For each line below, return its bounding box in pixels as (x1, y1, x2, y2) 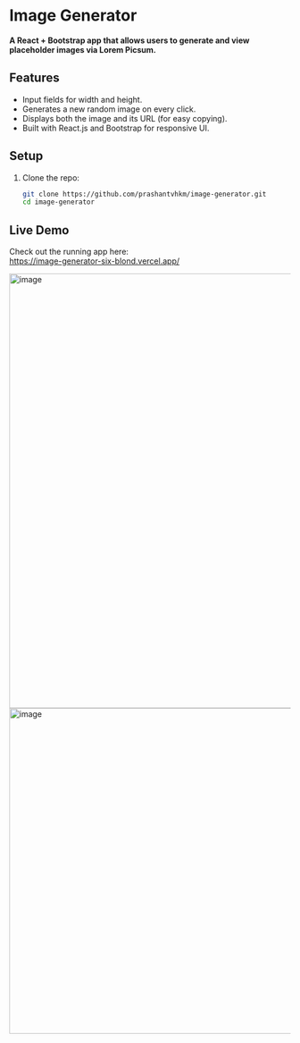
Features (9, 71, 60, 86)
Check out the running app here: (9, 247, 129, 257)
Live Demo (9, 223, 70, 238)
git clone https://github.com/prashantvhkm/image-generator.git (21, 189, 267, 198)
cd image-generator (21, 198, 96, 206)
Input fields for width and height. (21, 94, 143, 105)
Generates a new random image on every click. (21, 104, 196, 114)
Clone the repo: (21, 172, 80, 183)
